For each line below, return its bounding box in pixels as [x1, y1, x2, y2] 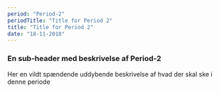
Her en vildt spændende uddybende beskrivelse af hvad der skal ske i [7, 70, 213, 78]
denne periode [7, 77, 51, 86]
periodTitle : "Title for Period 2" [7, 17, 113, 24]
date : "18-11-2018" [7, 30, 65, 38]
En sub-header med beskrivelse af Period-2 [7, 54, 161, 64]
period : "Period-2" [7, 10, 65, 18]
